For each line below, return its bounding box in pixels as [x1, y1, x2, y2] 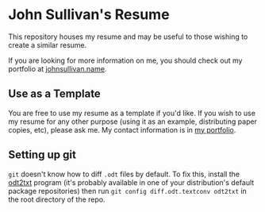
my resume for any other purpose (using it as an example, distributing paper [8, 117, 258, 126]
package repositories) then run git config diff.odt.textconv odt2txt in [8, 186, 248, 195]
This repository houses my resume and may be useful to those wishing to [8, 32, 248, 41]
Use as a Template [8, 87, 101, 101]
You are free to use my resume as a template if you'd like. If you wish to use [8, 108, 256, 118]
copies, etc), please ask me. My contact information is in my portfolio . [8, 125, 236, 134]
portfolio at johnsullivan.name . [8, 64, 107, 73]
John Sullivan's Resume [8, 6, 170, 24]
